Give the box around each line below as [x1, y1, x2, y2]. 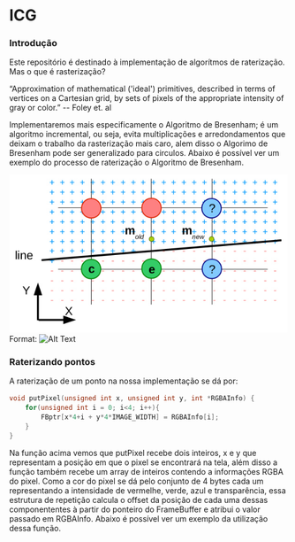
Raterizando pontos [9, 356, 95, 368]
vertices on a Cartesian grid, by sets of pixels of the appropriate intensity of [9, 93, 284, 104]
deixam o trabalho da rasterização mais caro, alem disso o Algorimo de [9, 138, 269, 149]
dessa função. [9, 523, 62, 533]
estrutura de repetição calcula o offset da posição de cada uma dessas [9, 494, 269, 505]
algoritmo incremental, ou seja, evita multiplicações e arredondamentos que [9, 129, 286, 140]
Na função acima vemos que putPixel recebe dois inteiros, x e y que [9, 447, 257, 458]
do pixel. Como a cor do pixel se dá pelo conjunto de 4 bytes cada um [9, 476, 264, 486]
